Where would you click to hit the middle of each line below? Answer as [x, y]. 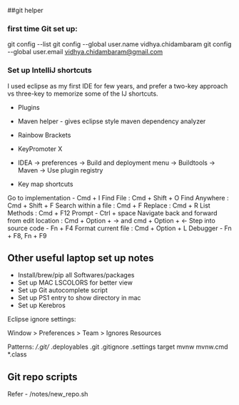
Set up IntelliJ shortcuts [50, 71]
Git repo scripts [42, 377]
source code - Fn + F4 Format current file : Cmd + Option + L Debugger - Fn [119, 228]
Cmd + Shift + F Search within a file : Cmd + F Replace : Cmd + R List [109, 205]
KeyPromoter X [40, 148]
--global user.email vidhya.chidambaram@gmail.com [85, 52]
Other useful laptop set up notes [81, 258]
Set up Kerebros [41, 305]
